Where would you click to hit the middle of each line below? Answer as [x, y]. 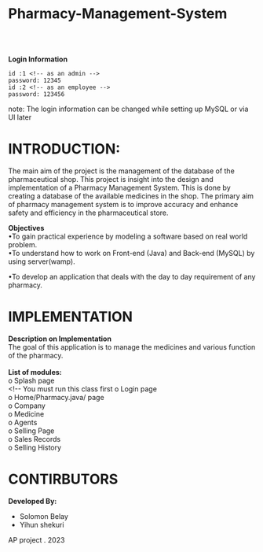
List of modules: [35, 372]
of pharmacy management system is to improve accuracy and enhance [123, 204]
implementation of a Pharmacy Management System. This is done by [120, 187]
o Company [27, 406]
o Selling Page [31, 431]
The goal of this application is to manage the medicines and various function [132, 346]
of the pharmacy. [36, 355]
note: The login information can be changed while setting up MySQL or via [128, 109]
